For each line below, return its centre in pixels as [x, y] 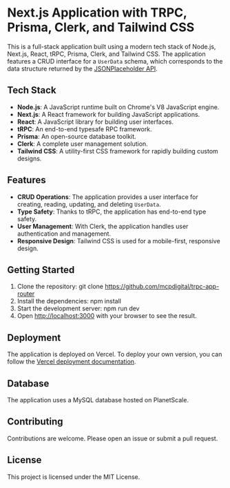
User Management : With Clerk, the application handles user [103, 226]
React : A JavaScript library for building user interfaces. [95, 122]
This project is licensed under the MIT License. [74, 477]
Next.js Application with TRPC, [97, 13]
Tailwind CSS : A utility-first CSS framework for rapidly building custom [117, 151]
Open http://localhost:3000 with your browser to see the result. [107, 316]
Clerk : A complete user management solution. [82, 144]
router [26, 294]
